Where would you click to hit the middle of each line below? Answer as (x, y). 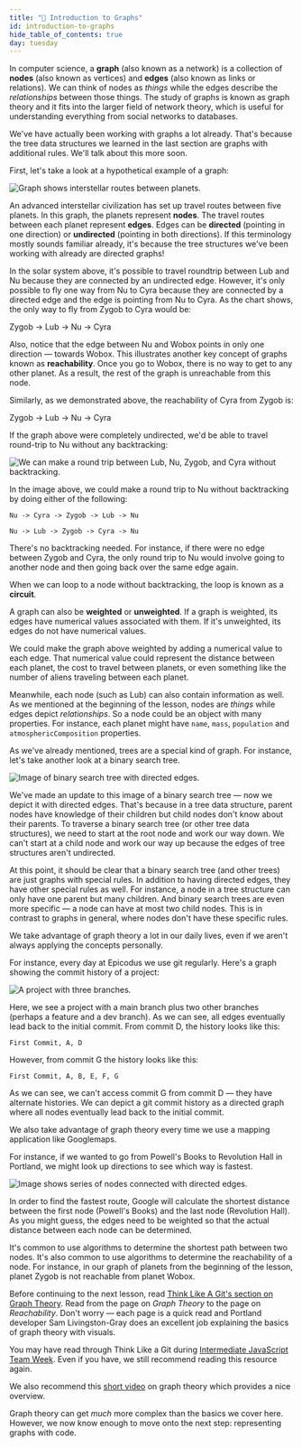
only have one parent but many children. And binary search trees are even (147, 899)
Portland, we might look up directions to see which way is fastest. (131, 1166)
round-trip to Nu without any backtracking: (89, 445)
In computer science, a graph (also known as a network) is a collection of (146, 69)
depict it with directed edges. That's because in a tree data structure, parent (151, 805)
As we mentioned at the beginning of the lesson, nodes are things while (142, 704)
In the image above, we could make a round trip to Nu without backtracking (149, 489)
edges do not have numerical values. (78, 631)
